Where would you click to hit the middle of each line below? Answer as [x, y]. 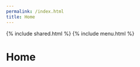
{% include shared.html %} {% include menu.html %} [70, 33]
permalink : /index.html [35, 11]
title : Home [21, 17]
